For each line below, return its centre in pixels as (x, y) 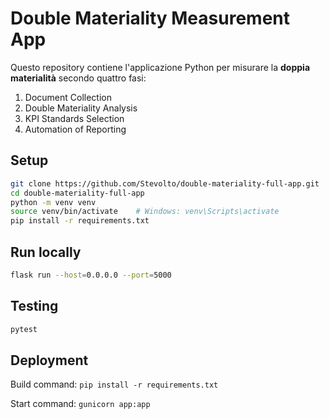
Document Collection (68, 97)
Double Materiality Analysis (81, 108)
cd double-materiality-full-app (77, 193)
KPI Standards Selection (74, 118)
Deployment (49, 360)
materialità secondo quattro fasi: (78, 78)
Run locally (46, 252)
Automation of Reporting (75, 129)
